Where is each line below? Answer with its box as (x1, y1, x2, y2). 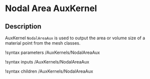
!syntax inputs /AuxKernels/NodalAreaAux (5, 59, 90, 64)
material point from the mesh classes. (5, 40, 81, 46)
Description (5, 22, 41, 31)
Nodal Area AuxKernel (5, 3, 97, 14)
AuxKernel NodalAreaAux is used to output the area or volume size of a (5, 35, 145, 41)
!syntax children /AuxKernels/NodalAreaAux (5, 68, 94, 74)
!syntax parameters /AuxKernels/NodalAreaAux (5, 49, 100, 55)
